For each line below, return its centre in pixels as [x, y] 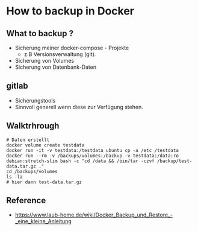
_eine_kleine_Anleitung [43, 221]
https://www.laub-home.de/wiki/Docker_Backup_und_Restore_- [94, 215]
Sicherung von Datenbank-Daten [56, 67]
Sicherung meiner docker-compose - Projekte [72, 48]
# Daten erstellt [28, 140]
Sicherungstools [35, 100]
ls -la [14, 177]
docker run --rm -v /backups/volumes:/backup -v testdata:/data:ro [93, 156]
